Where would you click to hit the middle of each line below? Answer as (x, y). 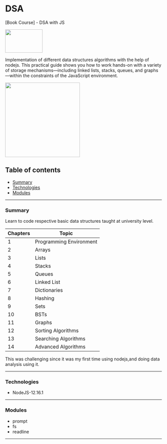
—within (14, 76)
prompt (20, 421)
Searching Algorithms (60, 339)
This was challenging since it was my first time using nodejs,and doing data (83, 359)
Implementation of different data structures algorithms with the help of (77, 60)
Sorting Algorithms (57, 331)
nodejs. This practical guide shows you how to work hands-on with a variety (83, 65)
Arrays (42, 250)
